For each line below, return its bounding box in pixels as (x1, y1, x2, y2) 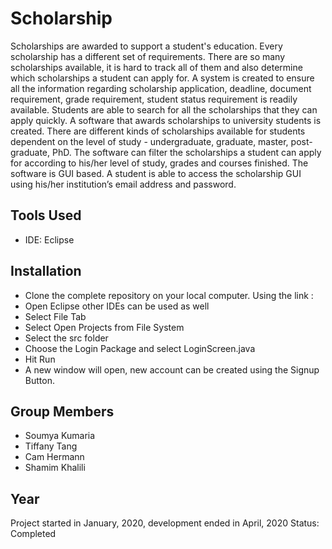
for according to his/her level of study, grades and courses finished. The (10, 157, 309, 169)
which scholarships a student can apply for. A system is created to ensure (10, 72, 315, 84)
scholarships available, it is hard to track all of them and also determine (10, 61, 303, 73)
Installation (10, 263, 82, 280)
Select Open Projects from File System (24, 321, 185, 333)
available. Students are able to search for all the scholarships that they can (10, 103, 318, 116)
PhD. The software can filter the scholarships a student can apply (52, 146, 322, 158)
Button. (24, 374, 55, 386)
